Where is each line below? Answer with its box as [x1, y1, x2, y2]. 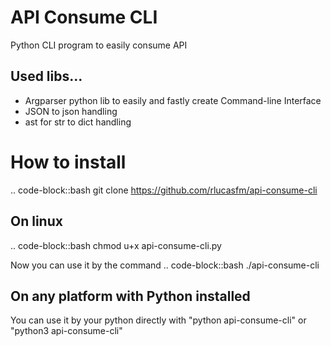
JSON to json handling [24, 105, 118, 117]
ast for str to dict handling [24, 116, 132, 128]
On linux [10, 213, 63, 230]
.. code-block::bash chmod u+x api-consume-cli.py [10, 239, 222, 251]
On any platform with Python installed [10, 287, 251, 305]
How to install [10, 151, 127, 173]
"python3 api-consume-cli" [10, 325, 123, 337]
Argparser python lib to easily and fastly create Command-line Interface [24, 94, 322, 106]
